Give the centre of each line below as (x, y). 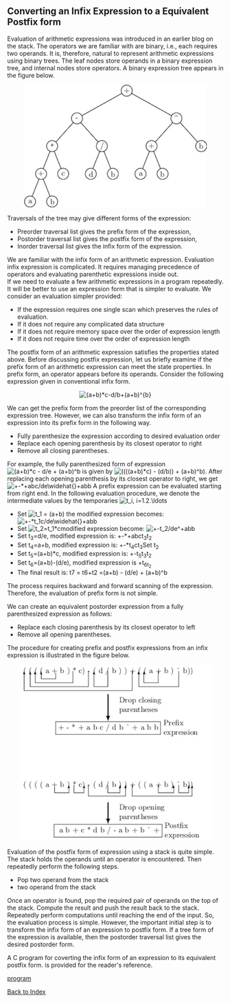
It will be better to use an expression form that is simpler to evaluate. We (109, 289)
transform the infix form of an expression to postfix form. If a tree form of (111, 930)
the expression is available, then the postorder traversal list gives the (104, 937)
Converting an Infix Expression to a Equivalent (108, 11)
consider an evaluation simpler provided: (65, 296)
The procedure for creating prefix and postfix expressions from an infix (107, 648)
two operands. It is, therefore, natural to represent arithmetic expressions (111, 53)
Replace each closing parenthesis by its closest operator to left (106, 627)
